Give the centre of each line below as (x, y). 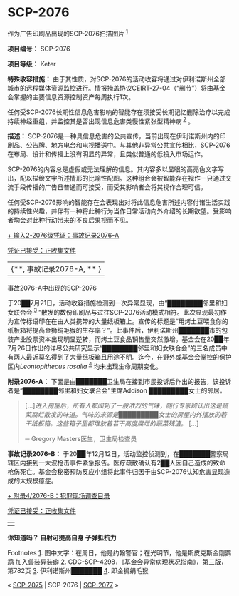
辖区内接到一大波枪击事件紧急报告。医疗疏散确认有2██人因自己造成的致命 (117, 463)
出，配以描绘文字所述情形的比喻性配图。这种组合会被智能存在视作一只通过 (116, 178)
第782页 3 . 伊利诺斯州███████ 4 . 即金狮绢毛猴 (78, 570)
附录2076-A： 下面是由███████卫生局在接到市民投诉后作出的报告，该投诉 (119, 381)
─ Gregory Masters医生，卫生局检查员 (81, 438)
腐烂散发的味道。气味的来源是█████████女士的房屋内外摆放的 (126, 414)
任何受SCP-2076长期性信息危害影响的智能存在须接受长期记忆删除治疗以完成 (119, 112)
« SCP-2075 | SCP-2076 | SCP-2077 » (63, 585)
